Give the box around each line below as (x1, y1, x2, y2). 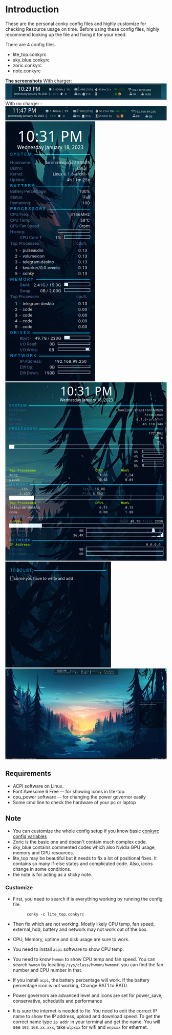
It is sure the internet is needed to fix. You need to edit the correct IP (12, 1007, 157, 1014)
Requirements (5, 769, 51, 778)
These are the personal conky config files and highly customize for (5, 21, 147, 27)
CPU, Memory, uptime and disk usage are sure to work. (12, 936, 130, 942)
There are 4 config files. (5, 41, 56, 47)
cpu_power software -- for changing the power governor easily (12, 794, 146, 800)
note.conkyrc (12, 68, 41, 74)
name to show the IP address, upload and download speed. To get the (12, 1013, 161, 1019)
